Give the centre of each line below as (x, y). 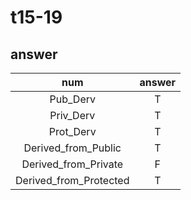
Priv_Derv (72, 115)
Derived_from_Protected (72, 180)
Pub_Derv (72, 99)
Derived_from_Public (72, 148)
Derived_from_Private (72, 164)
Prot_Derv (72, 131)
